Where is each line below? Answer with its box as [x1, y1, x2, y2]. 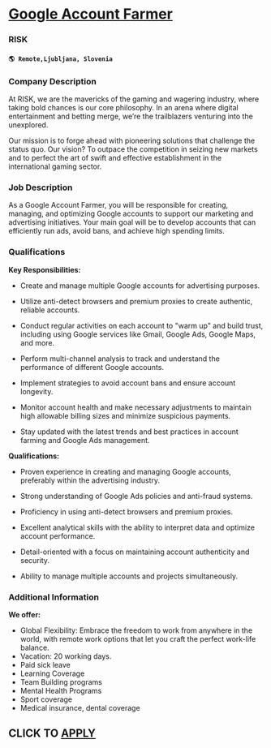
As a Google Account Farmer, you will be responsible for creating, [8, 200, 229, 210]
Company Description [8, 75, 97, 87]
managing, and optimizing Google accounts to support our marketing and [8, 208, 254, 219]
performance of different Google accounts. [19, 362, 165, 372]
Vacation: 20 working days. [19, 651, 112, 661]
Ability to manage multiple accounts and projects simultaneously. [19, 571, 238, 581]
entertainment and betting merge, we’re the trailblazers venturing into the [8, 111, 253, 121]
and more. [19, 337, 55, 347]
